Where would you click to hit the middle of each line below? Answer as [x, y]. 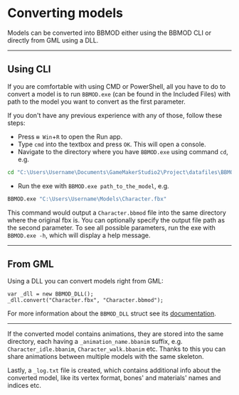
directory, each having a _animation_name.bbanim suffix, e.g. [95, 342]
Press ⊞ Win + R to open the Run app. [70, 136]
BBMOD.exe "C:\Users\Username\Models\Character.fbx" [87, 199]
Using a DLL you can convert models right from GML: [85, 281]
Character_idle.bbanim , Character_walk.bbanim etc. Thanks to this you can [117, 349]
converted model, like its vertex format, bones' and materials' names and [114, 378]
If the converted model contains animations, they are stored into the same [116, 334]
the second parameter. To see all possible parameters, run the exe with [111, 227]
